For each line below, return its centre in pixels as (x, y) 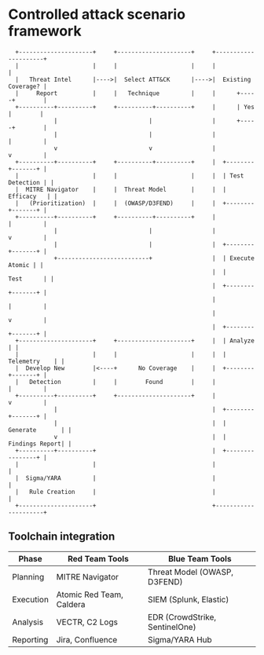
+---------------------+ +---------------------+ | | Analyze (135, 340)
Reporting (30, 639)
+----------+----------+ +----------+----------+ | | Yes (135, 107)
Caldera (71, 604)
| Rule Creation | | (115, 492)
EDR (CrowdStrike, (182, 617)
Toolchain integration (62, 537)
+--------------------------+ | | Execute (154, 258)
